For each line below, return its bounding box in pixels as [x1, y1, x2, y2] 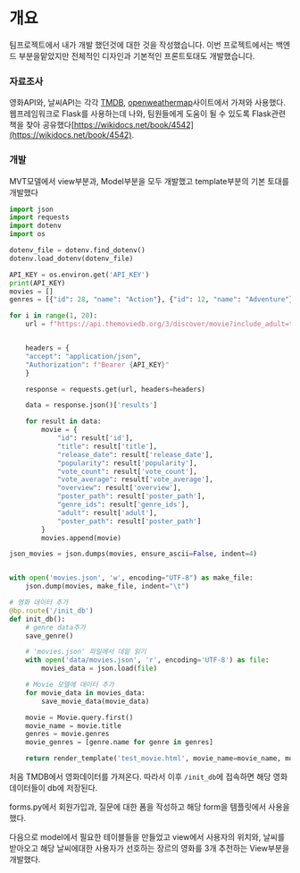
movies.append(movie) [41, 533, 122, 542]
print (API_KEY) [9, 278, 66, 287]
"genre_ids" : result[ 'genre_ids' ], [56, 500, 190, 510]
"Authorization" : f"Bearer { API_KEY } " [25, 360, 170, 369]
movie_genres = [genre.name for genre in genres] [25, 738, 214, 747]
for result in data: [25, 417, 102, 426]
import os [9, 230, 46, 239]
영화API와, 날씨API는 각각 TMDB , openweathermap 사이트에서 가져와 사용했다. [9, 97, 286, 108]
